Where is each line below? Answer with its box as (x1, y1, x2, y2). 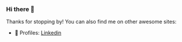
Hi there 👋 (6, 5, 35, 13)
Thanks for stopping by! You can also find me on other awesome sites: (6, 18, 177, 25)
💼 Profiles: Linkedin (14, 29, 62, 36)
